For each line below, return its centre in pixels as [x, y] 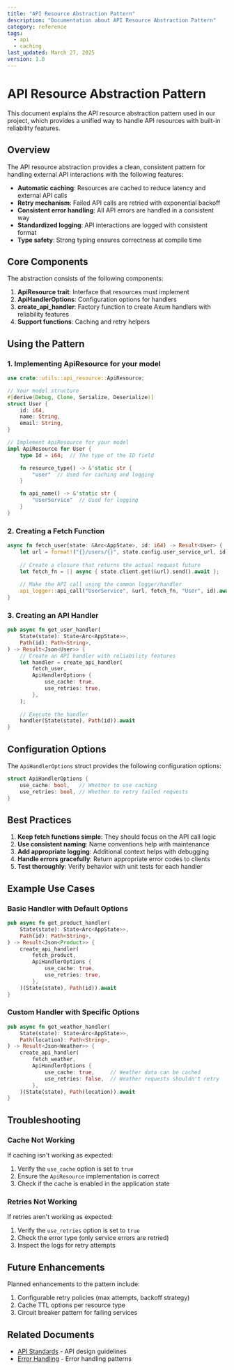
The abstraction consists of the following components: [85, 279]
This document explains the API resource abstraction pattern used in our [111, 113]
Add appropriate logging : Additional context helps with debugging [113, 852]
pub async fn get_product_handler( [59, 923]
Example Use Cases [51, 888]
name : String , [40, 417]
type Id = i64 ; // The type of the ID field [87, 455]
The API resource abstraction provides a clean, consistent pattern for [106, 167]
